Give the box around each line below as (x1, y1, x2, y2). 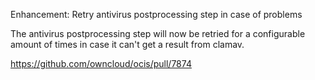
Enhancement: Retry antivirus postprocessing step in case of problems (10, 9, 303, 20)
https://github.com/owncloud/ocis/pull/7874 (10, 58, 192, 69)
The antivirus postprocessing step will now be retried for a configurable (10, 28, 306, 39)
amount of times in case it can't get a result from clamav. (10, 39, 245, 50)
